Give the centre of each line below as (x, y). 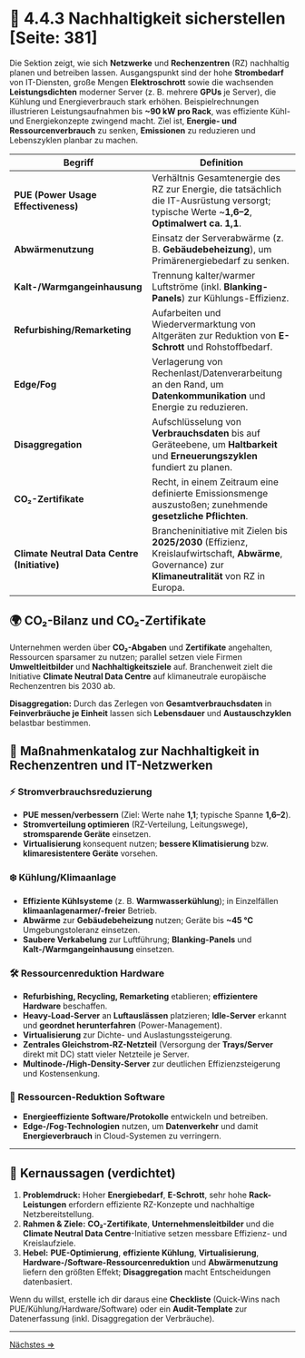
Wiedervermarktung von (204, 324)
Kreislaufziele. (49, 1244)
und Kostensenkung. (61, 1074)
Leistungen (44, 1205)
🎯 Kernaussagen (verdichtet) (93, 1173)
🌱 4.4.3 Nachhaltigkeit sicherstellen (148, 19)
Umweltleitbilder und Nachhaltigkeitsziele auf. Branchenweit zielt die (141, 666)
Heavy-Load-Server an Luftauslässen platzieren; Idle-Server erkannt (155, 1016)
